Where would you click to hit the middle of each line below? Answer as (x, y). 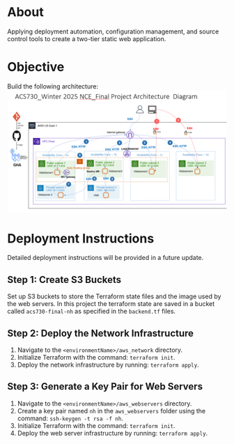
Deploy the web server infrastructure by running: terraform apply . (112, 433)
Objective (36, 67)
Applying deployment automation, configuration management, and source (113, 31)
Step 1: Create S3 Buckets (64, 280)
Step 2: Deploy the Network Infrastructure (100, 333)
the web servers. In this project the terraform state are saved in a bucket (111, 304)
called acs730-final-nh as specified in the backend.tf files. (92, 312)
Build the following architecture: (53, 86)
